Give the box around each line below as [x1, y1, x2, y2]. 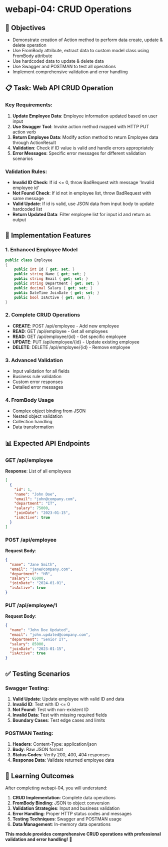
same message [12, 195, 44, 201]
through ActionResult [12, 139, 56, 145]
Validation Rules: [5, 168, 47, 175]
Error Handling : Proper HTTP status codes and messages [12, 811, 132, 817]
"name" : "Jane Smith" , [9, 562, 57, 567]
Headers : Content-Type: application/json [12, 741, 97, 747]
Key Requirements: [5, 101, 52, 108]
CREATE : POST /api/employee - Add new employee [12, 322, 119, 329]
